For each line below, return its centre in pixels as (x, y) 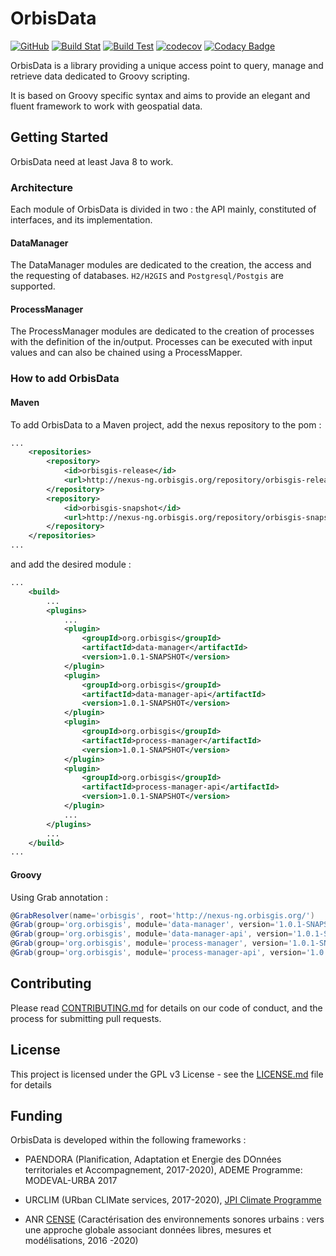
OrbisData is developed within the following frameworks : (128, 1140)
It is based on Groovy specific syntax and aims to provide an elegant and (160, 95)
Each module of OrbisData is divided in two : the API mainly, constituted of (163, 209)
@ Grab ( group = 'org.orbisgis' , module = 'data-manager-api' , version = (151, 934)
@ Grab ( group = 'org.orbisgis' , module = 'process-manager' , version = (149, 943)
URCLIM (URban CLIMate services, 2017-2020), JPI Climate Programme (173, 1200)
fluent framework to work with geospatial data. (106, 106)
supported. (33, 286)
